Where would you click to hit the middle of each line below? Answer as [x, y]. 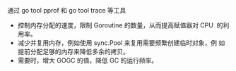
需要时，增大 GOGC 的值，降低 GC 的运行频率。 [88, 60]
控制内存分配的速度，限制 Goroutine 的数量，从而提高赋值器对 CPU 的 [120, 25]
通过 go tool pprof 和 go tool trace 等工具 [67, 10]
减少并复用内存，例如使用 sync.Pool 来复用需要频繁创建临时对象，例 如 [121, 43]
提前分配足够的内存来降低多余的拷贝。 [73, 52]
